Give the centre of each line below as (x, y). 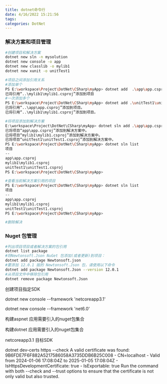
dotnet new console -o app (33, 62)
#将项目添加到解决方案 (25, 121)
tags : (11, 19)
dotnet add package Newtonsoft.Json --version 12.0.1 (62, 269)
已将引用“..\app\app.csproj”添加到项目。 (45, 108)
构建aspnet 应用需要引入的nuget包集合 (45, 319)
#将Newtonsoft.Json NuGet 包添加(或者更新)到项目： (55, 256)
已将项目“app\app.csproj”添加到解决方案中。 (47, 130)
